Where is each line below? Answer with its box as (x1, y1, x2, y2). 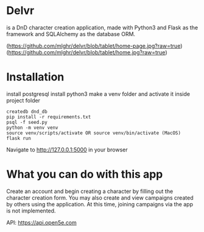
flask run (6, 135, 32, 141)
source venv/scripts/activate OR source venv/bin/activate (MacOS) (6, 129, 181, 136)
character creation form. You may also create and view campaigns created (6, 194, 194, 201)
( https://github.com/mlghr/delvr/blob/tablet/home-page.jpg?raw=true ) (6, 42, 183, 49)
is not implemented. (6, 207, 56, 214)
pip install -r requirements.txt (6, 114, 91, 120)
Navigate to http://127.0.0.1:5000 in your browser (6, 146, 128, 153)
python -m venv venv (6, 125, 59, 131)
